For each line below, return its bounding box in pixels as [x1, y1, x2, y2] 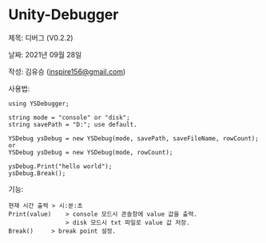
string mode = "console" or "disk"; [8, 113, 130, 121]
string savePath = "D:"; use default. [8, 120, 137, 128]
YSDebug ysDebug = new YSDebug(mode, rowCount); [8, 148, 173, 156]
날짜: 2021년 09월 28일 [8, 49, 82, 59]
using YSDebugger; [8, 100, 69, 108]
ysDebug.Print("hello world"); [8, 162, 113, 170]
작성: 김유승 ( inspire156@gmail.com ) [8, 66, 126, 76]
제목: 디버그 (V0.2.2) [8, 33, 73, 42]
